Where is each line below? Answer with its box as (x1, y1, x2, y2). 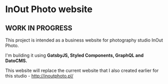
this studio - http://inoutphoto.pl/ (5, 73, 73, 79)
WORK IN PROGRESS (5, 24, 72, 32)
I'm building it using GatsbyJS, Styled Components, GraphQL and (5, 52, 144, 58)
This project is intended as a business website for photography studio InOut (5, 37, 163, 43)
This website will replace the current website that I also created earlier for (5, 67, 159, 73)
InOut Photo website (5, 4, 93, 15)
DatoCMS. (5, 58, 28, 64)
